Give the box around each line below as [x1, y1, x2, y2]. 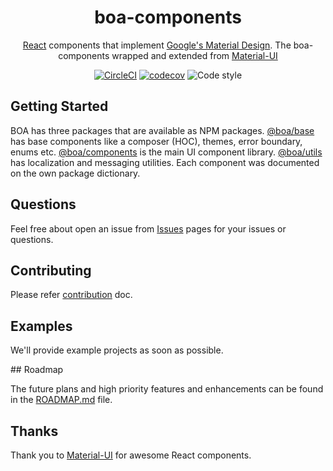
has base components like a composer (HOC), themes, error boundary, [10, 135, 303, 147]
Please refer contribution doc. [10, 289, 133, 301]
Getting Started [10, 98, 109, 115]
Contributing [10, 262, 92, 279]
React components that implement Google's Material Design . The [22, 39, 292, 51]
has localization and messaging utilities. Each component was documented [10, 156, 320, 168]
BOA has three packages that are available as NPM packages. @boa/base [10, 124, 315, 136]
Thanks [10, 422, 59, 440]
